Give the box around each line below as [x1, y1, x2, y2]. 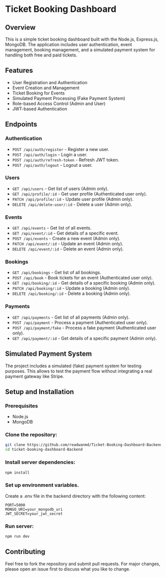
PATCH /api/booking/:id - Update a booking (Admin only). [12, 286, 130, 291]
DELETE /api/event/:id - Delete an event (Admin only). [12, 246, 124, 252]
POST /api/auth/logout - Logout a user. [12, 162, 93, 168]
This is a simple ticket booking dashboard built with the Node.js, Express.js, [5, 36, 159, 42]
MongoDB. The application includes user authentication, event [5, 42, 132, 48]
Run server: [5, 523, 34, 529]
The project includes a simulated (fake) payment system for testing [5, 363, 142, 369]
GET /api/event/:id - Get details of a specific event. [12, 230, 119, 236]
